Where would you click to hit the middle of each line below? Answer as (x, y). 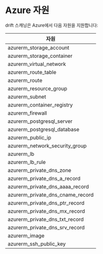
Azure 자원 (27, 10)
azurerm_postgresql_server (40, 121)
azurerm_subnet (27, 97)
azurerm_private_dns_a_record (44, 178)
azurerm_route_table (32, 72)
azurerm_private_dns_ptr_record (46, 203)
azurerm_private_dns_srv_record (46, 227)
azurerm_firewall (27, 113)
